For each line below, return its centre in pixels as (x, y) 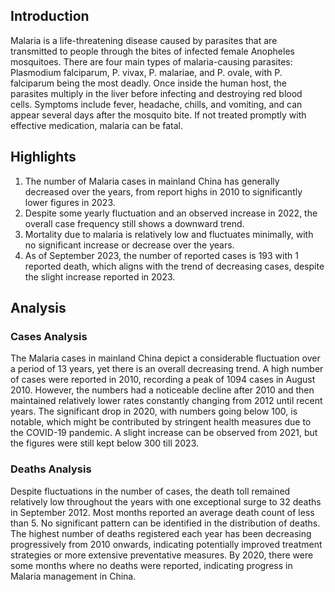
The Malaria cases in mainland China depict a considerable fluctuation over (165, 358)
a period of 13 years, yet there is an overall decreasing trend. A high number (167, 369)
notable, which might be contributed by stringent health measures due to (161, 422)
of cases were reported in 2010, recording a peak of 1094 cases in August (163, 380)
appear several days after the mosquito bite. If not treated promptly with (158, 115)
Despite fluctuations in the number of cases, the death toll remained (150, 491)
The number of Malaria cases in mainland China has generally (152, 181)
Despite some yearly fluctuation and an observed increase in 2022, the (171, 213)
